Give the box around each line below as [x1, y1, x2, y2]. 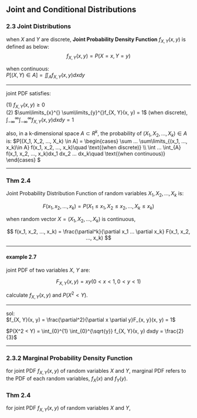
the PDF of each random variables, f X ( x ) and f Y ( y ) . [6, 375, 128, 383]
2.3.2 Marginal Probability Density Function [6, 354, 133, 362]
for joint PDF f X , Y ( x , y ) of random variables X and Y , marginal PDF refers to [6, 367, 186, 376]
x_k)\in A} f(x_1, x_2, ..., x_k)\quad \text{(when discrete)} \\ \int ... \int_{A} [6, 143, 181, 151]
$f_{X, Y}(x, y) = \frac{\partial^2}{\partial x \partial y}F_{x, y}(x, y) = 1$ [6, 316, 176, 323]
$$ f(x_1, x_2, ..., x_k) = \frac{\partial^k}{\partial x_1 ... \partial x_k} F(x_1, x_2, [6, 228, 191, 235]
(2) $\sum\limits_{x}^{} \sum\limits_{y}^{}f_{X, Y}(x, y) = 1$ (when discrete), [6, 109, 188, 116]
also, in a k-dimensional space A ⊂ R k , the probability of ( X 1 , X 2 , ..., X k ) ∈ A [6, 129, 188, 138]
